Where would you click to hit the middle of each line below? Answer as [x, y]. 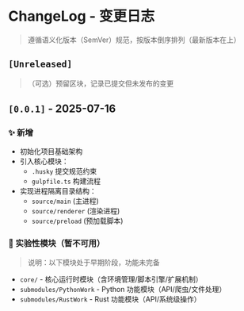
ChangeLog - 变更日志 [82, 16]
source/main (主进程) [65, 201]
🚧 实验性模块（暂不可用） [57, 244]
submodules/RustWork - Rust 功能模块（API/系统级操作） [110, 299]
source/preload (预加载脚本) [77, 221]
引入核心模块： [44, 161]
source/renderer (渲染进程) [76, 211]
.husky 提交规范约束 [64, 171]
